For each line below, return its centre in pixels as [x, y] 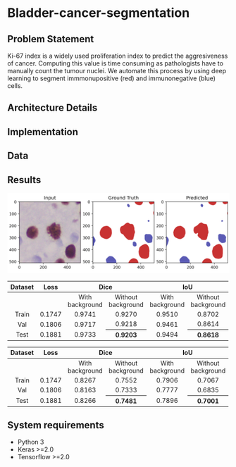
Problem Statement [51, 39]
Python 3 [31, 442]
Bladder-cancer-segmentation [99, 13]
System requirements [56, 425]
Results [24, 180]
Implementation [43, 132]
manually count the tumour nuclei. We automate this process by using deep [117, 71]
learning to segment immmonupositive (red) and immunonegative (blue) [112, 78]
